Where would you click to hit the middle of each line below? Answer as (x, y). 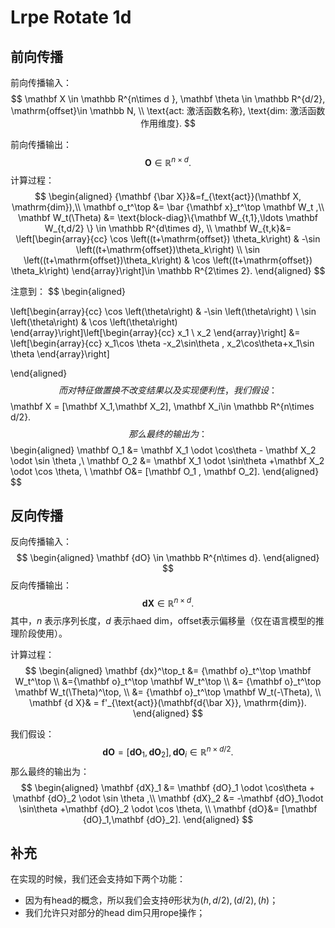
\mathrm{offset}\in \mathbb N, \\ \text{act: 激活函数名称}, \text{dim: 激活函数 (168, 110)
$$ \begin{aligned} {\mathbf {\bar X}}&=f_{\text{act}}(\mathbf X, (168, 196)
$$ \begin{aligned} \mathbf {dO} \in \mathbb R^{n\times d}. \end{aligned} (168, 558)
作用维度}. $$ (168, 123)
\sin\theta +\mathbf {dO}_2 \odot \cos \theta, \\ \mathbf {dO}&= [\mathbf (168, 808)
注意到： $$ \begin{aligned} (68, 291)
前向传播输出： (41, 144)
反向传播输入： (41, 542)
